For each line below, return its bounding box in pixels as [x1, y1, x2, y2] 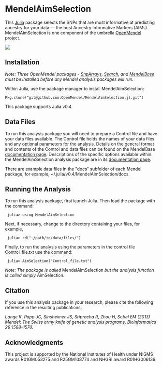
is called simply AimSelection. [5, 272, 65, 278]
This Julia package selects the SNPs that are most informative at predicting [5, 19, 155, 25]
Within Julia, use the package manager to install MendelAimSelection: [5, 86, 144, 91]
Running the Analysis [5, 185, 71, 193]
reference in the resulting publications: [5, 305, 82, 311]
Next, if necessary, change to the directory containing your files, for [5, 221, 140, 227]
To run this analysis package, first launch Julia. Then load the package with [5, 198, 155, 204]
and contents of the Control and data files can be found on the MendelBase [5, 146, 156, 152]
